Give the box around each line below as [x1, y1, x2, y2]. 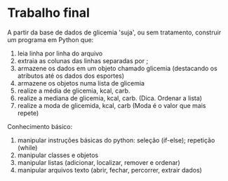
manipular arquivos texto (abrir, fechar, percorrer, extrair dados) [17, 166, 202, 174]
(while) [17, 143, 38, 152]
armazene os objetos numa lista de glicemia [17, 79, 145, 87]
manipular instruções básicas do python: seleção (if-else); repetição [17, 135, 215, 145]
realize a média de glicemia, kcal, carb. [17, 86, 130, 95]
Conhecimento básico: [7, 122, 72, 130]
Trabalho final [7, 5, 90, 21]
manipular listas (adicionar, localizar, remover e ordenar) [17, 158, 180, 166]
